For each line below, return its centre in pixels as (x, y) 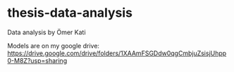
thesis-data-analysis (70, 13)
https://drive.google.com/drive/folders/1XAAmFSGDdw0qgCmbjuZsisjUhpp (117, 53)
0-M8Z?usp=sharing (37, 60)
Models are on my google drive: (54, 45)
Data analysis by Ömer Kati (47, 32)
